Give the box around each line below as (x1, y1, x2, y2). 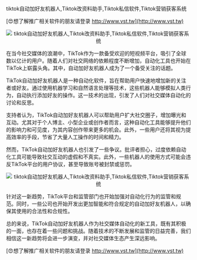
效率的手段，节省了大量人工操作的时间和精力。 (11, 134, 124, 140)
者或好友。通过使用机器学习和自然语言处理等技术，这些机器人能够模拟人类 (6, 85, 186, 91)
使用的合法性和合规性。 (16, 208, 73, 214)
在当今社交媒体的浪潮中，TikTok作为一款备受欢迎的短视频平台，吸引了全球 (6, 50, 186, 57)
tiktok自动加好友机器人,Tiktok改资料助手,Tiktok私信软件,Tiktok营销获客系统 (6, 5, 187, 12)
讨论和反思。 (6, 99, 37, 106)
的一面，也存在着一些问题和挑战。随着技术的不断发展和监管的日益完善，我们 (6, 228, 191, 234)
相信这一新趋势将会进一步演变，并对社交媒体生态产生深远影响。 (6, 235, 160, 242)
